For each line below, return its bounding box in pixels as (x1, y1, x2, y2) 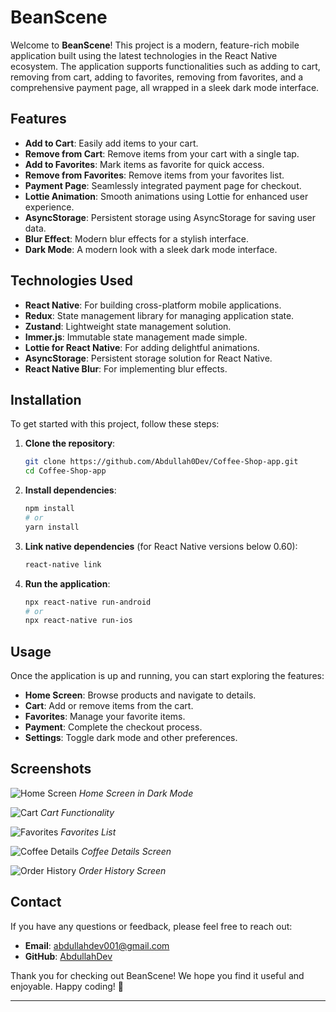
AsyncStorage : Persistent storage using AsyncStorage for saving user (24, 211, 317, 223)
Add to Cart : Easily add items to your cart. (24, 137, 199, 149)
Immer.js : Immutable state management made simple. (24, 331, 248, 343)
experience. (24, 201, 75, 213)
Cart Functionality (40, 806, 115, 818)
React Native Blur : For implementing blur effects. (24, 362, 228, 375)
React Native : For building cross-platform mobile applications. (24, 299, 282, 311)
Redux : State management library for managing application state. (24, 309, 295, 321)
